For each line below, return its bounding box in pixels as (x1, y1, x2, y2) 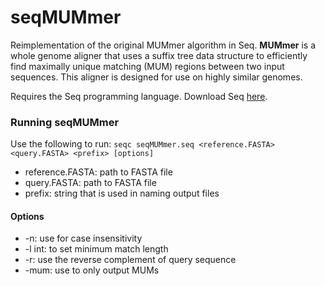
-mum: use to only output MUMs (24, 264, 160, 276)
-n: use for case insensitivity (24, 232, 143, 245)
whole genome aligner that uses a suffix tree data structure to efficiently (10, 49, 308, 61)
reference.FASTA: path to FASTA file (24, 166, 173, 178)
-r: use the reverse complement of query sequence (24, 254, 237, 266)
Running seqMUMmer (10, 115, 120, 129)
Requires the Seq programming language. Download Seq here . (10, 90, 268, 102)
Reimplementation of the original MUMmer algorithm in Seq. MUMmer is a (10, 39, 317, 51)
